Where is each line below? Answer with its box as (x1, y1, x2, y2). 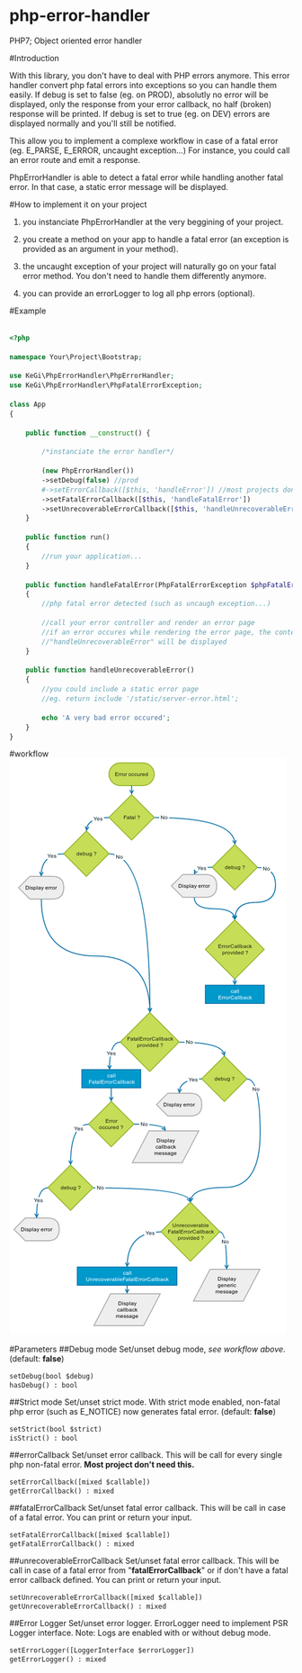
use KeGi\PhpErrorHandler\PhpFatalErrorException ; (9, 381, 203, 390)
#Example (9, 305, 47, 316)
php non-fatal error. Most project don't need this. (9, 1460, 195, 1470)
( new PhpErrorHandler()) (41, 466, 135, 475)
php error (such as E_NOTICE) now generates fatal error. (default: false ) (9, 1406, 277, 1417)
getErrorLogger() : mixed (9, 1655, 106, 1664)
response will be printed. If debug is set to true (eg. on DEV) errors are (9, 108, 271, 119)
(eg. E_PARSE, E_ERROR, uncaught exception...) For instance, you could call (9, 145, 290, 156)
